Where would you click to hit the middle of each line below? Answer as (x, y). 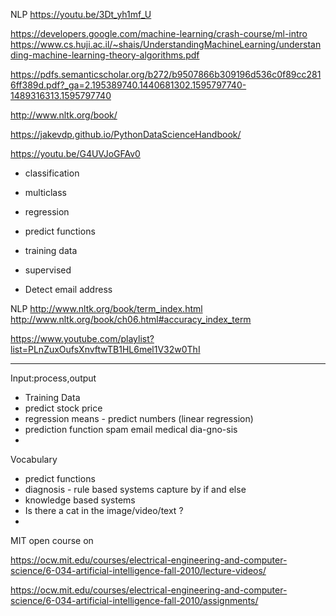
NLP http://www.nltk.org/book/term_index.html (106, 308)
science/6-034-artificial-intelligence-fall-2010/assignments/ (134, 600)
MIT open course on (52, 540)
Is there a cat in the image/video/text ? (104, 510)
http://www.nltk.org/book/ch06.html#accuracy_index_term (131, 319)
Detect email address (68, 289)
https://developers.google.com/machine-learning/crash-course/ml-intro (159, 33)
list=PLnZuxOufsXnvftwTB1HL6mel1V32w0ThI (105, 349)
